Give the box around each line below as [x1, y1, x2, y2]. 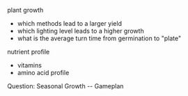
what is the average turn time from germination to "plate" [17, 34, 182, 42]
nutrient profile [7, 48, 50, 56]
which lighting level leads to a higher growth [17, 27, 144, 35]
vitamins [17, 61, 42, 69]
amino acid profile [17, 69, 70, 77]
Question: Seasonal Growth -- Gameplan [7, 82, 124, 90]
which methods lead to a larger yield [17, 19, 122, 27]
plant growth [7, 6, 44, 14]
